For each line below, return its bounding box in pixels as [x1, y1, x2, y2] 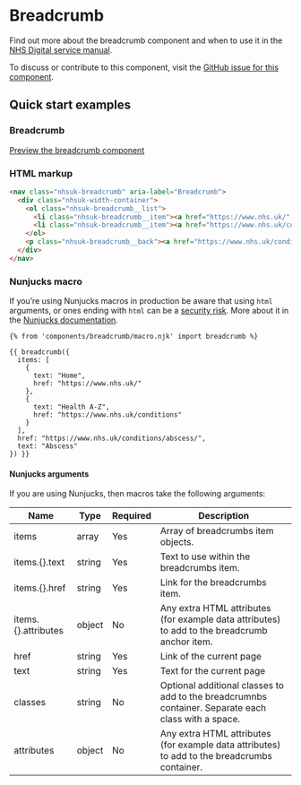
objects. [159, 536, 194, 548]
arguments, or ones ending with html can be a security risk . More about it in [9, 306, 289, 316]
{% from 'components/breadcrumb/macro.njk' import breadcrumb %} [9, 332, 258, 341]
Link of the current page [159, 651, 262, 663]
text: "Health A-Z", [32, 402, 110, 412]
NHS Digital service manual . [9, 44, 113, 55]
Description [198, 510, 249, 522]
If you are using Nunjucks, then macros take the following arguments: [9, 488, 266, 499]
